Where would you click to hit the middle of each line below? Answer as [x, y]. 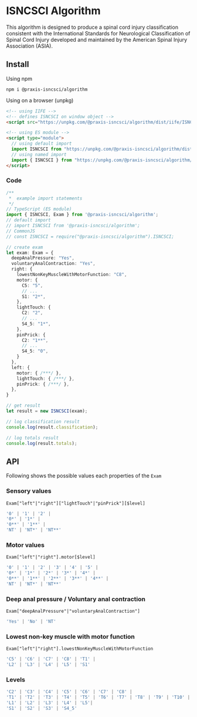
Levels [16, 679]
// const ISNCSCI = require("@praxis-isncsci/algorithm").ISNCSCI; [90, 237]
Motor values [26, 545]
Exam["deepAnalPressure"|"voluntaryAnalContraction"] [73, 611]
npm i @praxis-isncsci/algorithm [47, 89]
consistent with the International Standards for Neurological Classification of [98, 33]
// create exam [25, 247]
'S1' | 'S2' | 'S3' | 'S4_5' [42, 708]
